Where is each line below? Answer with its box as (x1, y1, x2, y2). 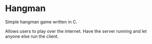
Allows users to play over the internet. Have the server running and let (5, 28, 147, 34)
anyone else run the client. (5, 33, 59, 39)
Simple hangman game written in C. (5, 19, 78, 25)
